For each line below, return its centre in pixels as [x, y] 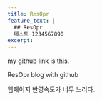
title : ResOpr [29, 14]
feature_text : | [31, 21]
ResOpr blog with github [43, 75]
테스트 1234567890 [39, 34]
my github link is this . [39, 61]
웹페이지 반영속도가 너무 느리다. [51, 89]
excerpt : [20, 41]
